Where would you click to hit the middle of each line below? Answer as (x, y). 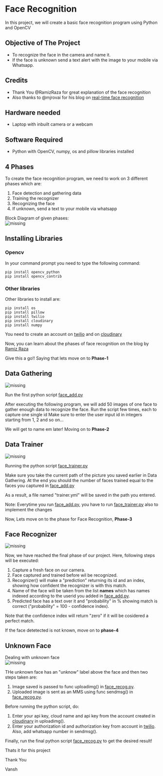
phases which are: (24, 184)
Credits (17, 81)
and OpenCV (18, 27)
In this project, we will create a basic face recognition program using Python (81, 22)
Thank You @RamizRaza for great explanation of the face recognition (81, 92)
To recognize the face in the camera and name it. (61, 55)
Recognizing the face (33, 204)
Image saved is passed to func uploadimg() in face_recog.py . (73, 687)
